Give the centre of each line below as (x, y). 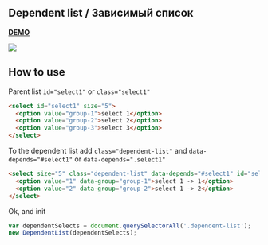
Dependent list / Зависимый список (101, 13)
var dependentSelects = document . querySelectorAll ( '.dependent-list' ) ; (130, 226)
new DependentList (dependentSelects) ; (73, 233)
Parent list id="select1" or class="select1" (79, 91)
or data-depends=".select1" (120, 159)
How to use (37, 72)
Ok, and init (27, 211)
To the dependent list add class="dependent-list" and (98, 151)
